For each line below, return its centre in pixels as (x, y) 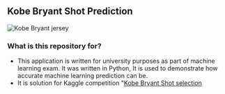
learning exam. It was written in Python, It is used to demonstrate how (117, 68)
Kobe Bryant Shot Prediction (70, 11)
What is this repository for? (55, 46)
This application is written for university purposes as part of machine (116, 61)
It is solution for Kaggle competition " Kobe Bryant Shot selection (109, 83)
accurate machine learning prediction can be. (83, 76)
